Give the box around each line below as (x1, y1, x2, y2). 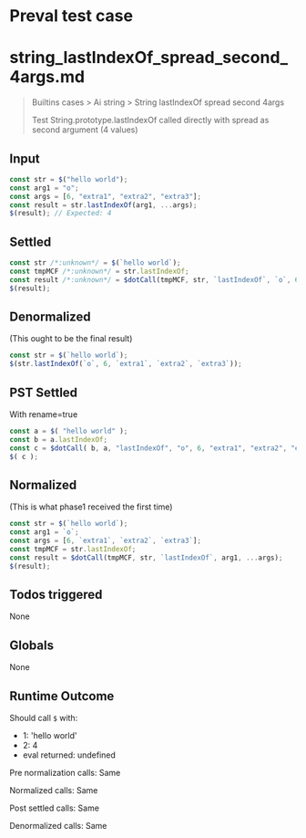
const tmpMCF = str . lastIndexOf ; (9, 544, 137, 553)
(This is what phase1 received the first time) (9, 501, 173, 512)
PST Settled (9, 384, 78, 400)
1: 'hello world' (22, 730, 77, 740)
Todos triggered (9, 586, 103, 602)
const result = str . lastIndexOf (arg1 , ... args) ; (9, 200, 198, 210)
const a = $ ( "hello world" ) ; (9, 426, 128, 435)
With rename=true (9, 409, 78, 420)
